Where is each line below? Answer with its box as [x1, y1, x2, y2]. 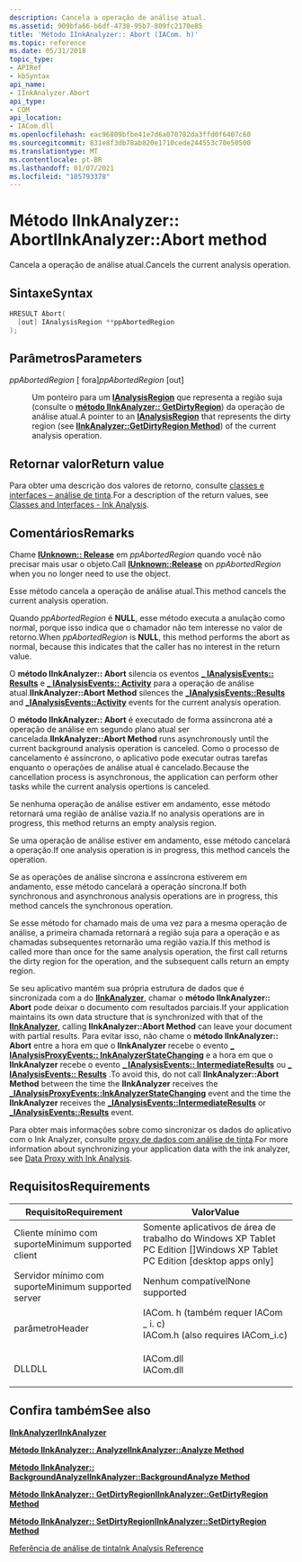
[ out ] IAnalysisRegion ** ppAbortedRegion [17, 317, 175, 326]
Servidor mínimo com [13, 1269, 105, 1282]
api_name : [9, 80, 47, 89]
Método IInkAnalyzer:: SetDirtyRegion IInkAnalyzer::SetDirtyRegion [9, 1515, 267, 1526]
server [13, 1291, 42, 1304]
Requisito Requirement [25, 1205, 123, 1218]
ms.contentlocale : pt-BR [9, 155, 102, 164]
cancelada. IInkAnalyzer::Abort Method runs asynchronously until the [9, 733, 270, 744]
